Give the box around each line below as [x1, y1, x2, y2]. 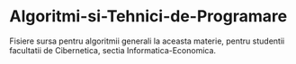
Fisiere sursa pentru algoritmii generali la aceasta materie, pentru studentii [9, 36, 285, 46]
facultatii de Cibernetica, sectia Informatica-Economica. [9, 44, 217, 55]
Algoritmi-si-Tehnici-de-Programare [9, 6, 288, 27]
